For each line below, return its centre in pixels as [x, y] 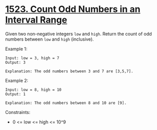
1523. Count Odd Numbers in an [73, 9]
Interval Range [36, 20]
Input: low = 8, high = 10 [33, 90]
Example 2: [17, 80]
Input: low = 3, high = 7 [32, 58]
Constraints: [18, 112]
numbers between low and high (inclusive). [50, 39]
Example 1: [16, 49]
